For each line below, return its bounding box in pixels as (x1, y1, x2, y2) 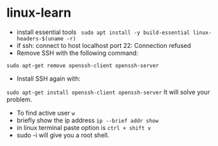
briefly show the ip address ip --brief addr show (16, 116, 159, 124)
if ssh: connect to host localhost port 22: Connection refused (16, 41, 192, 49)
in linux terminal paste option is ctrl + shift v (16, 123, 151, 131)
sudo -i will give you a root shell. (16, 131, 110, 139)
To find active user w (16, 108, 76, 117)
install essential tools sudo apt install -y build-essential (16, 28, 190, 36)
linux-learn (6, 5, 72, 21)
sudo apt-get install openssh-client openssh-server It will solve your (6, 88, 210, 96)
